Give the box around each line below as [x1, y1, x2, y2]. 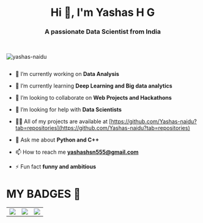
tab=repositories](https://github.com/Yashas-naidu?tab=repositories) [15, 124, 191, 132]
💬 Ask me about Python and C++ [15, 136, 100, 143]
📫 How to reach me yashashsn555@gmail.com [15, 148, 139, 156]
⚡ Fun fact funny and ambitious [15, 163, 97, 170]
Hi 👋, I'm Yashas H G [50, 6, 155, 20]
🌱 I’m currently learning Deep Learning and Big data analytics [15, 82, 172, 89]
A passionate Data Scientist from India [45, 28, 161, 36]
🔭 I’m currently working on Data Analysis [15, 70, 119, 78]
